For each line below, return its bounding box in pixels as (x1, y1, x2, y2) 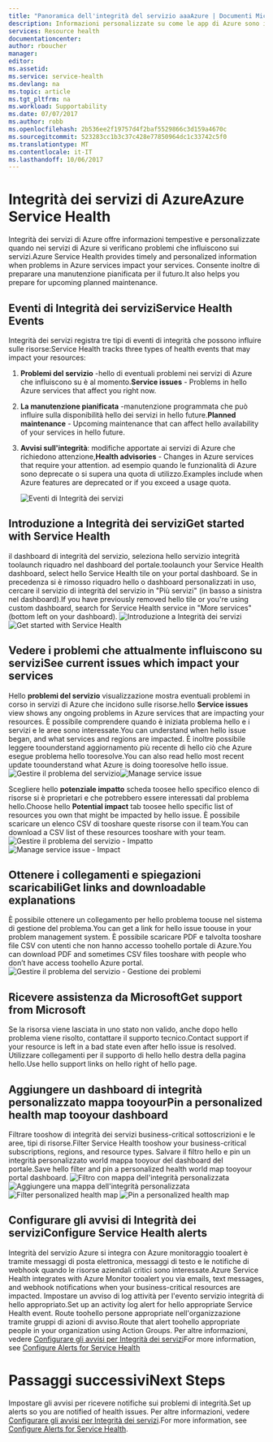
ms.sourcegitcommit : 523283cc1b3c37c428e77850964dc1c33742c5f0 (8, 132, 227, 141)
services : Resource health (8, 27, 100, 35)
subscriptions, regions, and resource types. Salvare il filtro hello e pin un (8, 1147, 251, 1157)
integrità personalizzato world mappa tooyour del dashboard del (8, 1155, 223, 1166)
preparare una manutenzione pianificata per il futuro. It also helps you (8, 269, 240, 279)
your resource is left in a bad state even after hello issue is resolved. (8, 1041, 237, 1052)
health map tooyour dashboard (8, 1108, 168, 1122)
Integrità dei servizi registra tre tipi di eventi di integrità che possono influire (8, 336, 262, 345)
